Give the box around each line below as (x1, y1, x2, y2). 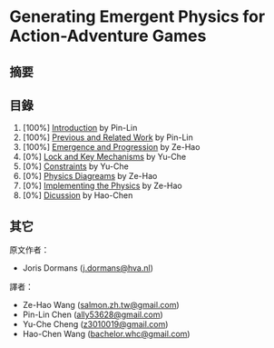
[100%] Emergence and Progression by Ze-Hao (22, 142, 201, 153)
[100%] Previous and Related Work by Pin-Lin (22, 132, 193, 143)
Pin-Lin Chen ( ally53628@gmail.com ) (22, 309, 163, 320)
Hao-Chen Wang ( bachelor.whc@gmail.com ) (22, 329, 191, 340)
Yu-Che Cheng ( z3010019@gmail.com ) (22, 319, 169, 330)
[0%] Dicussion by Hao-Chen (22, 190, 133, 201)
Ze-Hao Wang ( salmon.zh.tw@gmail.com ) (22, 300, 180, 311)
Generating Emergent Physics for (9, 6, 266, 27)
